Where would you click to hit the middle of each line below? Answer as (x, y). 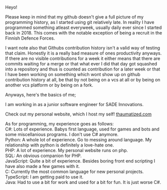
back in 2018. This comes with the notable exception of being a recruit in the (84, 33)
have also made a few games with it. (43, 166)
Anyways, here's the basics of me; (41, 95)
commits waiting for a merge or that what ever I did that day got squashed (81, 64)
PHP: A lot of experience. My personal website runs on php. (67, 150)
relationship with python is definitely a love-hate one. (60, 145)
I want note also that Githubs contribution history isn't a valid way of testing (83, 48)
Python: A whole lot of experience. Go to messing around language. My (79, 140)
